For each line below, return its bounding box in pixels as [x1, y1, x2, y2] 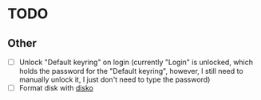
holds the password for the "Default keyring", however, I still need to [18, 67, 244, 76]
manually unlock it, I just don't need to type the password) [18, 75, 211, 84]
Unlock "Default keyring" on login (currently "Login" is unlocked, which [18, 57, 253, 67]
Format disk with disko [18, 83, 93, 93]
